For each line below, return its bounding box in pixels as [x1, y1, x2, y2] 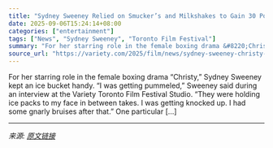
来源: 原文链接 [8, 131, 55, 141]
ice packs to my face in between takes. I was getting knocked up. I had [8, 98, 246, 107]
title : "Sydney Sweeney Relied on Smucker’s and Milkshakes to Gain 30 [8, 11, 256, 20]
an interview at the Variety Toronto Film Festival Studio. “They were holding [8, 89, 261, 98]
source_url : [8, 50, 49, 58]
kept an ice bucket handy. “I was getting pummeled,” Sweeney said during [8, 81, 258, 90]
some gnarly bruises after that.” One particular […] [8, 107, 177, 116]
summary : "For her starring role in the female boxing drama [8, 42, 220, 50]
